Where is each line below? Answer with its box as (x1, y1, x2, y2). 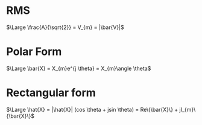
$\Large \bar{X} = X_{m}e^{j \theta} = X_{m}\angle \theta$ (6, 65, 151, 72)
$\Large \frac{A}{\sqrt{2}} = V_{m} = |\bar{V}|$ (6, 24, 125, 31)
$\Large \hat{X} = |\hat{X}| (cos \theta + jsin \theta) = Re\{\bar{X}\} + (6, 106, 178, 113)
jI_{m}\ (179, 106, 196, 113)
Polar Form (6, 45, 62, 59)
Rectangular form (6, 86, 96, 100)
